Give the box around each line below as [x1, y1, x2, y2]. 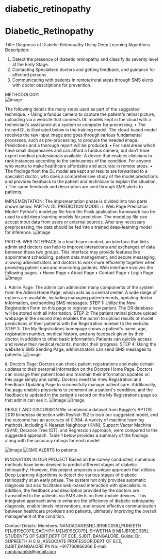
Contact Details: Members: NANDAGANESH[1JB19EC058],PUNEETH [5, 523, 142, 529]
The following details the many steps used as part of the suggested [5, 106, 140, 112]
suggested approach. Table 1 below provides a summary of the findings [5, 433, 148, 438]
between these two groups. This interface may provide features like [5, 249, 141, 255]
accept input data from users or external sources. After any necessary [5, 219, 146, 225]
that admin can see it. [5, 397, 49, 403]
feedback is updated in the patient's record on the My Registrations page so [5, 392, 157, 398]
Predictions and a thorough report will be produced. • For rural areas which [5, 143, 156, 148]
